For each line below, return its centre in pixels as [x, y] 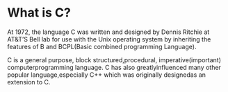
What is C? [39, 13]
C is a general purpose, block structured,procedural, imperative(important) [114, 59]
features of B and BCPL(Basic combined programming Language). [102, 46]
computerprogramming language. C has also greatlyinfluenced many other [114, 67]
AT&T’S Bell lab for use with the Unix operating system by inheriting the [109, 39]
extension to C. [29, 82]
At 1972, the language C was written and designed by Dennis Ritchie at [108, 32]
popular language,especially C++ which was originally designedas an [107, 75]
